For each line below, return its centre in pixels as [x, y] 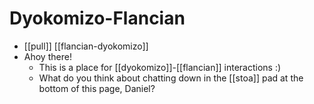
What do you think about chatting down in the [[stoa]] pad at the [171, 78]
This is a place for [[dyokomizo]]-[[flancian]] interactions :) [160, 67]
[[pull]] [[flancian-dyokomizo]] [86, 46]
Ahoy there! [47, 56]
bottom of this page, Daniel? [97, 88]
